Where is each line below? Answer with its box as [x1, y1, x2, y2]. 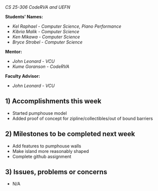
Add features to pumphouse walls [12, 143, 82, 149]
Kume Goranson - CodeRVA [12, 64, 69, 69]
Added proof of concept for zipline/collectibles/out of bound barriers [12, 115, 153, 121]
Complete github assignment [12, 153, 72, 159]
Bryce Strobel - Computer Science [12, 39, 83, 45]
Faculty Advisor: [5, 73, 41, 79]
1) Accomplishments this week [5, 97, 102, 105]
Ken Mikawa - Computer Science [12, 34, 80, 40]
